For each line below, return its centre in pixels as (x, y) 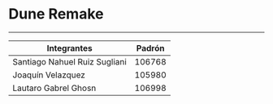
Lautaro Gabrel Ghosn (54, 88)
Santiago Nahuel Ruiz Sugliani (70, 61)
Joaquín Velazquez (49, 75)
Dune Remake (56, 14)
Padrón (150, 48)
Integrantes (69, 48)
